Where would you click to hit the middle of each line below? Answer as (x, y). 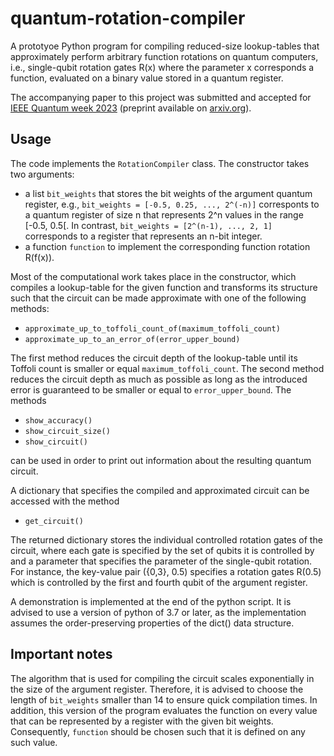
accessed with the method (65, 501)
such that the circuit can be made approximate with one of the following (158, 298)
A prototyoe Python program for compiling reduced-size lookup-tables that (165, 46)
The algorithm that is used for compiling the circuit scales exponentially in (162, 678)
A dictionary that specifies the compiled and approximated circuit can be (160, 490)
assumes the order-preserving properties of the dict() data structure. (152, 623)
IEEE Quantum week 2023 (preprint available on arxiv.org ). (131, 108)
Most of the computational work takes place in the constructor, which (153, 276)
